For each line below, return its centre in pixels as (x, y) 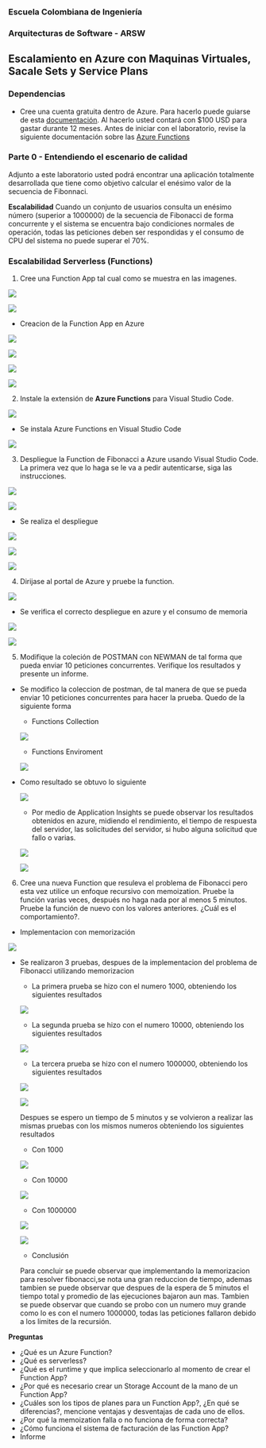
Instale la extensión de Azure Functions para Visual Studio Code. (127, 399)
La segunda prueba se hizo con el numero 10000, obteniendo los (138, 1025)
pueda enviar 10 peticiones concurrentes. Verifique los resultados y (130, 665)
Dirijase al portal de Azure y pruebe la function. (97, 582)
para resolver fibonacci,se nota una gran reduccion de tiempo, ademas (136, 1280)
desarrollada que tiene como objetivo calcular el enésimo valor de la (120, 183)
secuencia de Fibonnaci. (48, 191)
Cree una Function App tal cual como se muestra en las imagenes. (128, 279)
